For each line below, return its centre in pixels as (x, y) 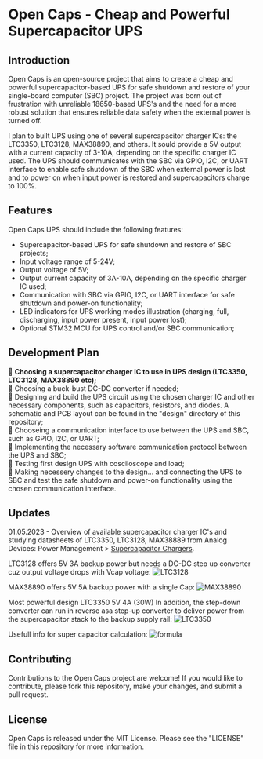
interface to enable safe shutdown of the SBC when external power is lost (127, 169)
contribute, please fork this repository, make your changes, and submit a (125, 686)
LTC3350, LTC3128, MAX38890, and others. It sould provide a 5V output (124, 144)
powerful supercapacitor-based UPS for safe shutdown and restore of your (129, 87)
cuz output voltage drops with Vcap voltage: (79, 572)
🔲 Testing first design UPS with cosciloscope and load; (97, 463)
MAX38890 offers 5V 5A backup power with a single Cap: (101, 587)
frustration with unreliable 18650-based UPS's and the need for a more (122, 104)
